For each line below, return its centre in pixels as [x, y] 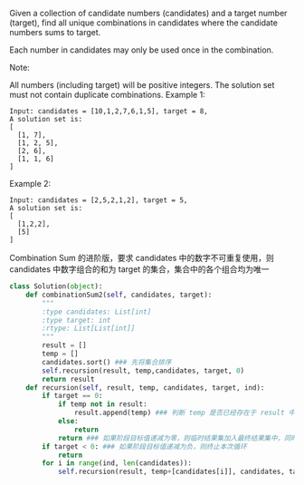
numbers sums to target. [55, 32]
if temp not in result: [102, 404]
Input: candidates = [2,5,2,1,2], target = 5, [99, 200]
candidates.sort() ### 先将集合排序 [107, 362]
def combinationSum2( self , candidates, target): [119, 295]
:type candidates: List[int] [97, 312]
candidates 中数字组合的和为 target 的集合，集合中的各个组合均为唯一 [139, 269]
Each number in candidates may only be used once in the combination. [142, 50]
